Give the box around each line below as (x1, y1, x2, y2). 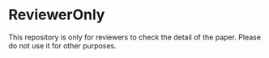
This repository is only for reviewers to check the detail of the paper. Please (8, 32, 262, 42)
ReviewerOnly (8, 6, 105, 24)
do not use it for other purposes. (8, 40, 117, 50)
